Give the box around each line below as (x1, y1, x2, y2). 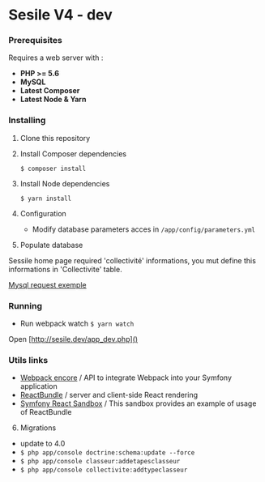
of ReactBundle (19, 407, 72, 417)
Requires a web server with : (8, 53, 104, 62)
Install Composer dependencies (19, 148, 127, 159)
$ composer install (19, 164, 87, 173)
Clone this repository (19, 133, 91, 143)
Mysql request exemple (8, 279, 87, 289)
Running (8, 300, 43, 311)
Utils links (8, 355, 49, 365)
